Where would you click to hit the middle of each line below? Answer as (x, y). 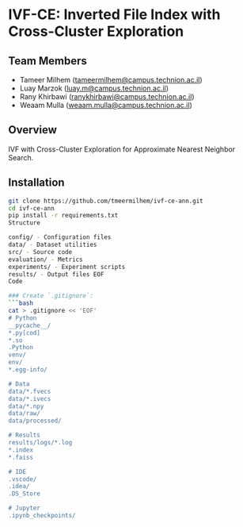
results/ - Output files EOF (56, 274)
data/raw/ (25, 414)
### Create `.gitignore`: (51, 296)
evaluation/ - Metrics (46, 260)
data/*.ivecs (30, 398)
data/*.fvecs (30, 391)
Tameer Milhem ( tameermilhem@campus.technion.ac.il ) (111, 80)
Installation (36, 183)
